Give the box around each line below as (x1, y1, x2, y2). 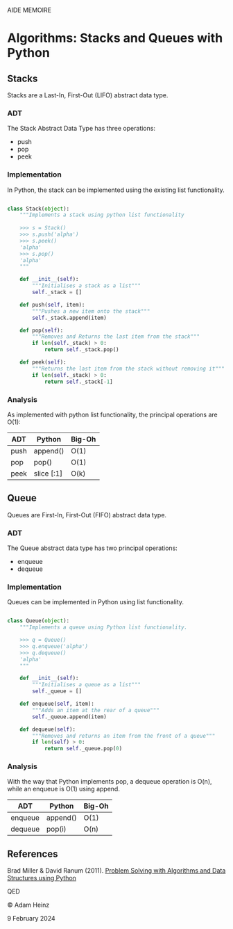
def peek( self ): (19, 359, 67, 366)
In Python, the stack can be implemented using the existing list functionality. (7, 186, 225, 194)
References (7, 848, 58, 859)
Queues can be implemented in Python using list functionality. (7, 598, 184, 606)
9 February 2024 (7, 914, 55, 923)
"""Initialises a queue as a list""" (32, 681, 141, 688)
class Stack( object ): (7, 205, 70, 212)
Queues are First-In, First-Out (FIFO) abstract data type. (7, 510, 167, 519)
